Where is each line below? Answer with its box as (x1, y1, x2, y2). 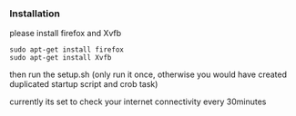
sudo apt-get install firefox (9, 45, 125, 54)
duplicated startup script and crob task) (9, 79, 158, 90)
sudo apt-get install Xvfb (9, 53, 112, 63)
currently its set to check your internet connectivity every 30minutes (9, 96, 267, 107)
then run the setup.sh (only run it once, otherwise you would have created (9, 69, 288, 80)
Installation (9, 7, 61, 20)
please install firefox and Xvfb (9, 28, 122, 39)
